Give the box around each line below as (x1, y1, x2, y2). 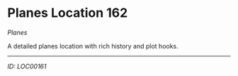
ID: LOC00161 (7, 62, 47, 70)
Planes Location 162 (7, 5, 128, 21)
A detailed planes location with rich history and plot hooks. (7, 42, 178, 50)
